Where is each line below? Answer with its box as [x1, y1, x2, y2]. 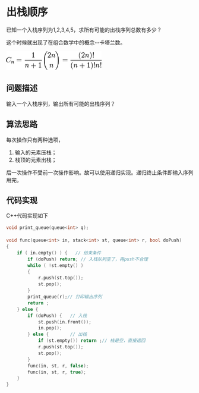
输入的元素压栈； [14, 149, 57, 156]
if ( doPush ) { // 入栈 [27, 313, 87, 319]
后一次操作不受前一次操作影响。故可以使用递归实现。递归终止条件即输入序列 [6, 169, 194, 176]
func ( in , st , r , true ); [27, 369, 86, 375]
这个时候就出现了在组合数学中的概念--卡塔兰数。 [6, 39, 126, 46]
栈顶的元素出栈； [14, 156, 57, 164]
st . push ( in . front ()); [37, 319, 92, 325]
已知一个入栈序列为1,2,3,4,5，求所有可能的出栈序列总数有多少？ [6, 26, 162, 33]
